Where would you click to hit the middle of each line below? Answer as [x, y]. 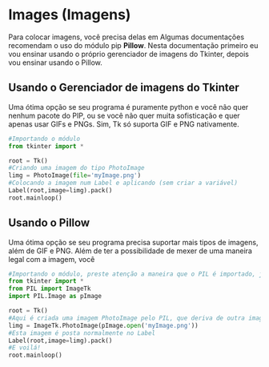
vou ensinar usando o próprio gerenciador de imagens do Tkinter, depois [129, 54]
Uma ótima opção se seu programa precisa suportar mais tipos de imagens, [133, 242]
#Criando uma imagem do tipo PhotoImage [77, 168]
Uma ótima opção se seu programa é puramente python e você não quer [128, 107]
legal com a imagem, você [52, 259]
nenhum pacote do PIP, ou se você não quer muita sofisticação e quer [124, 115]
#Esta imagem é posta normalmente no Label [82, 333]
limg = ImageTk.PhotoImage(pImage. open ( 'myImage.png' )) [103, 325]
